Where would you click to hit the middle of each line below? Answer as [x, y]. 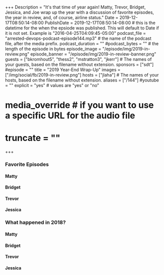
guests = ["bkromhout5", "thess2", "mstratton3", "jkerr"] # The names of [79, 59]
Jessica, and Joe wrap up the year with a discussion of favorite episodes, [80, 12]
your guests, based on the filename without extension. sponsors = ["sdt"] [79, 64]
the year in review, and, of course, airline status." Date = [62, 17]
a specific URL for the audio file [70, 116]
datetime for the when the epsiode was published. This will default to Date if [82, 28]
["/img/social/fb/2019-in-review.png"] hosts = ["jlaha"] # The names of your [82, 75]
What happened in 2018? [36, 222]
